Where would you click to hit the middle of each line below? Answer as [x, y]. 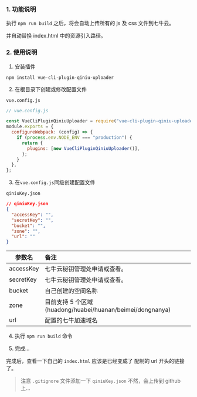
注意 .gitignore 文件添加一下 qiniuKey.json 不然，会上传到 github [100, 381]
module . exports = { [30, 127]
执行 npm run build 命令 [43, 336]
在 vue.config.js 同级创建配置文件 [55, 182]
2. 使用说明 [22, 52]
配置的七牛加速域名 [71, 321]
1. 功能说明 [21, 9]
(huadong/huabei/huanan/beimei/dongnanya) [108, 310]
